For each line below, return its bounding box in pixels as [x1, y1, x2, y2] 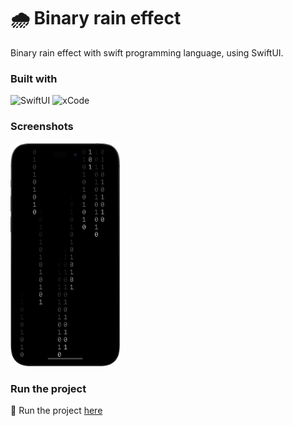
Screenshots [10, 120, 74, 134]
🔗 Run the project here [10, 405, 103, 417]
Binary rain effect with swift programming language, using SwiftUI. [10, 46, 284, 59]
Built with [10, 71, 58, 85]
